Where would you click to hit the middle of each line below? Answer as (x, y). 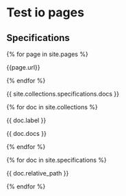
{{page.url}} (23, 67)
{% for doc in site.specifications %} (56, 160)
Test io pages (46, 13)
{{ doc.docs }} (27, 134)
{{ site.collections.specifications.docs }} (63, 94)
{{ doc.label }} (26, 120)
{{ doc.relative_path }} (38, 173)
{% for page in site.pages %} (47, 54)
